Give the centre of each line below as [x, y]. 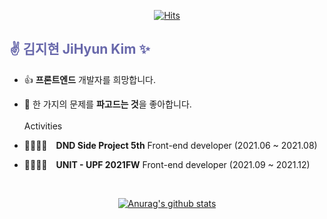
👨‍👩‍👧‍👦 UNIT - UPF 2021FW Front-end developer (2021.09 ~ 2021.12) [167, 164]
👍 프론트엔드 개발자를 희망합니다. [89, 79]
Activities [43, 126]
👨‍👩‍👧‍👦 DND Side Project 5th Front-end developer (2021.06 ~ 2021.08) [170, 145]
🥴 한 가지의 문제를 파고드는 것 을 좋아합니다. [107, 104]
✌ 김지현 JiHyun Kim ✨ [80, 49]
